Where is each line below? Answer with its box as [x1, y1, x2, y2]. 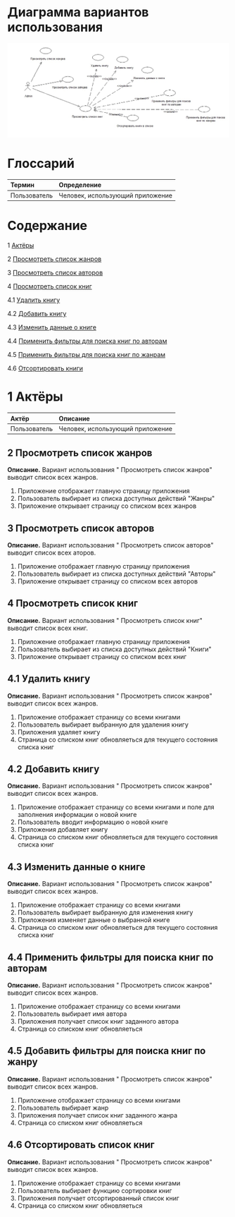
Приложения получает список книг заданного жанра [17, 1110, 178, 1119]
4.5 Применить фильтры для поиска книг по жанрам [7, 351, 166, 359]
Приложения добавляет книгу [17, 825, 108, 834]
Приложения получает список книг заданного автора [17, 1017, 179, 1026]
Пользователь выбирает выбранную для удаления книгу [17, 720, 189, 729]
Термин [10, 181, 35, 189]
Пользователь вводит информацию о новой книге [17, 818, 169, 826]
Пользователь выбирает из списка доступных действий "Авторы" [17, 569, 216, 578]
